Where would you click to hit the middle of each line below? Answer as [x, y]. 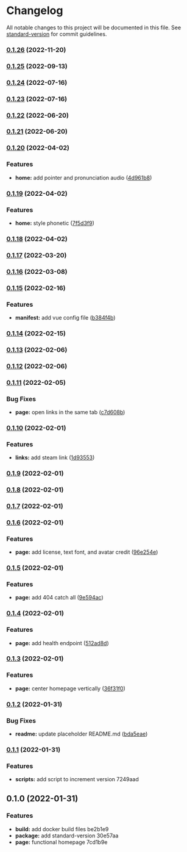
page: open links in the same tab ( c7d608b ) [70, 412]
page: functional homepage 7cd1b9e [61, 842]
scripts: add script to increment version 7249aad [77, 779]
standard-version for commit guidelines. [57, 34]
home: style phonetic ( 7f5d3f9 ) [55, 223]
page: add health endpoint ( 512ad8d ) [62, 643]
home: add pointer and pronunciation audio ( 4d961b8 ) [83, 177]
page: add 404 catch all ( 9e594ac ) [59, 598]
